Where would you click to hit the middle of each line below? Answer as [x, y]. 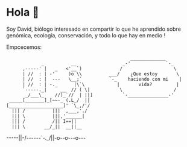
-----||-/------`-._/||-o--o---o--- [46, 137]
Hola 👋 [23, 12]
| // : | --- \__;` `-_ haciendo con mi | [102, 79]
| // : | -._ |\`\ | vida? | [101, 84]
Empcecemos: [24, 47]
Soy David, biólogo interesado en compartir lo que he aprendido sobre [93, 29]
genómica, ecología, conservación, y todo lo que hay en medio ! [86, 35]
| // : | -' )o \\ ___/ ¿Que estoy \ [101, 74]
